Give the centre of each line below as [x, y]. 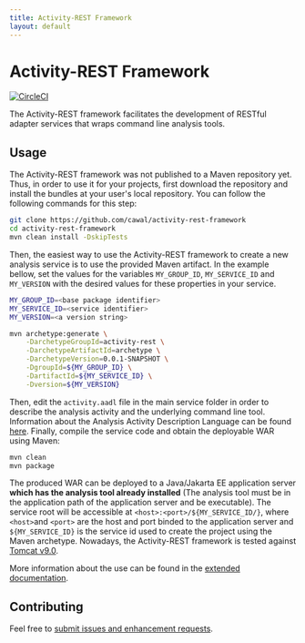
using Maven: [35, 440]
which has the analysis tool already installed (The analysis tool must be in [150, 493]
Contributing [46, 607]
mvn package [32, 465]
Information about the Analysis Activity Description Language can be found [150, 421]
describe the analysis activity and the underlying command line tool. [137, 412]
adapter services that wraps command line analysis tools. [117, 124]
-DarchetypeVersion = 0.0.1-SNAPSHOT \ [97, 359]
